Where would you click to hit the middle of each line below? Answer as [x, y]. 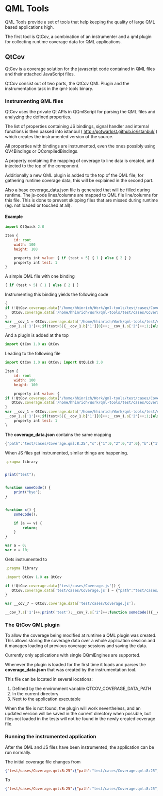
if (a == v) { [28, 523]
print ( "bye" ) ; [28, 492]
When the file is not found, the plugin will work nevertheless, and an [73, 708]
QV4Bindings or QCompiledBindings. [42, 151]
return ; [30, 528]
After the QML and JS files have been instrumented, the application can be [80, 747]
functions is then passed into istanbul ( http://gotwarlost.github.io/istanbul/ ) [81, 131]
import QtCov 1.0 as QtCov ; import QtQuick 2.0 [54, 362]
